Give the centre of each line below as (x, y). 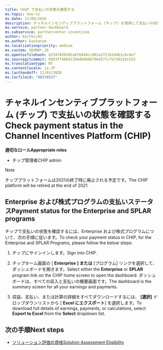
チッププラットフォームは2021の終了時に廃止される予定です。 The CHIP (76, 180)
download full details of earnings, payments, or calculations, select (79, 308)
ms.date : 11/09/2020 (26, 18)
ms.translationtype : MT (29, 64)
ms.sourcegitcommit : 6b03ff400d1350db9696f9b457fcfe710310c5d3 (70, 59)
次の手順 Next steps (34, 330)
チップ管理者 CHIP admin (37, 160)
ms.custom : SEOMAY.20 (27, 50)
